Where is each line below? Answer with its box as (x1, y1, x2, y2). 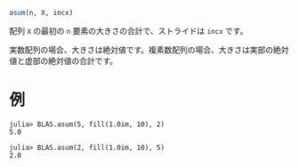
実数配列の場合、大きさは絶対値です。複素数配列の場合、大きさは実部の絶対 (9, 44, 289, 55)
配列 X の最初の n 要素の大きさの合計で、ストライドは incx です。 (9, 25, 248, 36)
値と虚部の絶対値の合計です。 (9, 55, 118, 66)
